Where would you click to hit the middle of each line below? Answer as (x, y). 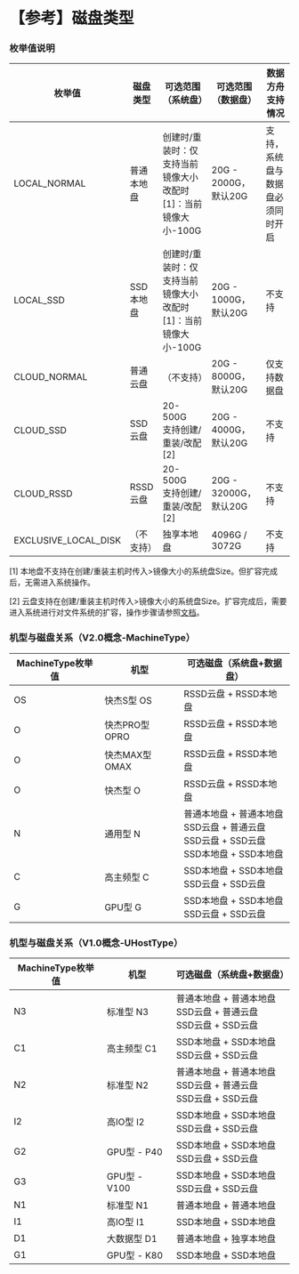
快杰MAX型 (128, 754)
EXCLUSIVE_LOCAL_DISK (68, 541)
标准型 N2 (128, 1085)
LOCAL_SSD (39, 301)
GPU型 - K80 (134, 1255)
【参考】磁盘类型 (72, 18)
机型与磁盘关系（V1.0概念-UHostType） (96, 942)
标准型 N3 (128, 1012)
